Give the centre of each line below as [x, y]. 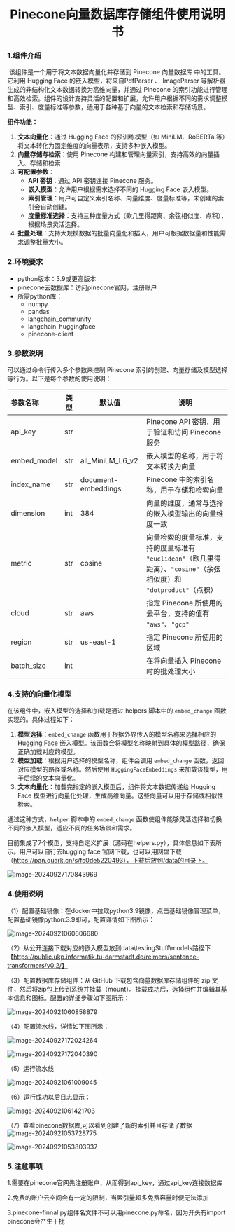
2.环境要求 [25, 262]
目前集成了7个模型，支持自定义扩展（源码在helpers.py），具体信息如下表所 [115, 843]
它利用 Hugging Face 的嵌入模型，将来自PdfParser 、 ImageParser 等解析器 [116, 81]
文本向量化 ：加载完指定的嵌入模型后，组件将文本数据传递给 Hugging [116, 787]
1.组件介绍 [24, 55]
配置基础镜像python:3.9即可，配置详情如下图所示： [81, 919]
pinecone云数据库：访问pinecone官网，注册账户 [87, 287]
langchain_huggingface [62, 326]
